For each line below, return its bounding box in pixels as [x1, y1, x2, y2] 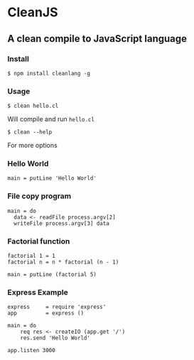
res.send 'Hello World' [20, 334, 91, 342]
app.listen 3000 [7, 347, 55, 354]
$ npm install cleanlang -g [7, 70, 91, 77]
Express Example [7, 287, 69, 297]
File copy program [7, 191, 72, 201]
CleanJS [7, 4, 58, 21]
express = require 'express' [7, 303, 107, 311]
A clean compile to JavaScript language [7, 33, 187, 45]
